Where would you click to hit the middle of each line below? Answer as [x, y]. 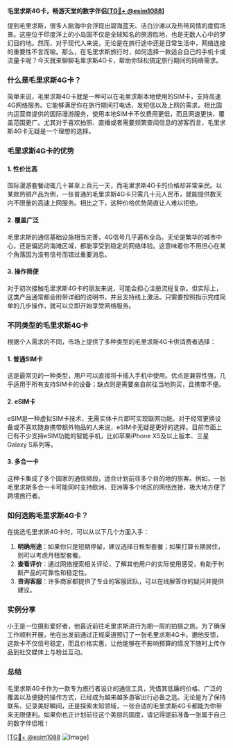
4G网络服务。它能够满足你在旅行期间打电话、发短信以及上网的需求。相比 [112, 105]
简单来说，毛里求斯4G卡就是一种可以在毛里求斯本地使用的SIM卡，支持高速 [114, 97]
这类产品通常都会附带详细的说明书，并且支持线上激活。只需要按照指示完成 [113, 297]
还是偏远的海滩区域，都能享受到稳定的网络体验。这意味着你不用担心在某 [122, 245]
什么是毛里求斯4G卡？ [44, 80]
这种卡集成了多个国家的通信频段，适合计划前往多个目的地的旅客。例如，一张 [116, 478]
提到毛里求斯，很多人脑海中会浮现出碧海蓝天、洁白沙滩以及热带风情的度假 [113, 26]
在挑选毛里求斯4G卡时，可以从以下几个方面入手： [78, 532]
